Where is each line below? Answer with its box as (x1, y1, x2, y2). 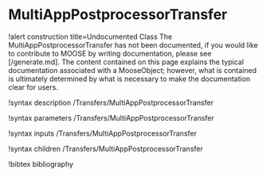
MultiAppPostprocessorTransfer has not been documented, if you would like (8, 40, 259, 49)
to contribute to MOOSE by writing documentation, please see (8, 48, 212, 58)
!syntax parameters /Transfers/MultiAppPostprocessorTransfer (8, 113, 215, 122)
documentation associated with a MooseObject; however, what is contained (8, 65, 257, 75)
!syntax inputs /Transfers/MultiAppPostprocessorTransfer (8, 129, 198, 138)
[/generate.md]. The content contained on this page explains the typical (8, 57, 244, 67)
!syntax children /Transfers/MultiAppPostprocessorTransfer (8, 144, 203, 153)
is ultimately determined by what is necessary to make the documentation (8, 74, 251, 83)
